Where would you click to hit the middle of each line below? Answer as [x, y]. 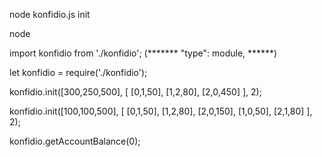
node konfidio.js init [50, 14]
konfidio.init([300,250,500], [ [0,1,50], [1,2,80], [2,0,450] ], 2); [135, 92]
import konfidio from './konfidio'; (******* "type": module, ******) [143, 53]
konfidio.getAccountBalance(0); [75, 141]
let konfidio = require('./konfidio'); [78, 72]
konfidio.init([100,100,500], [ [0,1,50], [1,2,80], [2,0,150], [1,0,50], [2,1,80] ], [161, 111]
